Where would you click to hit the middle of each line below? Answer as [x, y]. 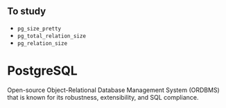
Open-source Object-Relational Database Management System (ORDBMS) [113, 90]
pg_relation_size [42, 43]
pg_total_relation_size [52, 36]
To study [27, 11]
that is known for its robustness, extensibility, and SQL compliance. [103, 97]
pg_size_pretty [39, 28]
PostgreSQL [42, 71]
